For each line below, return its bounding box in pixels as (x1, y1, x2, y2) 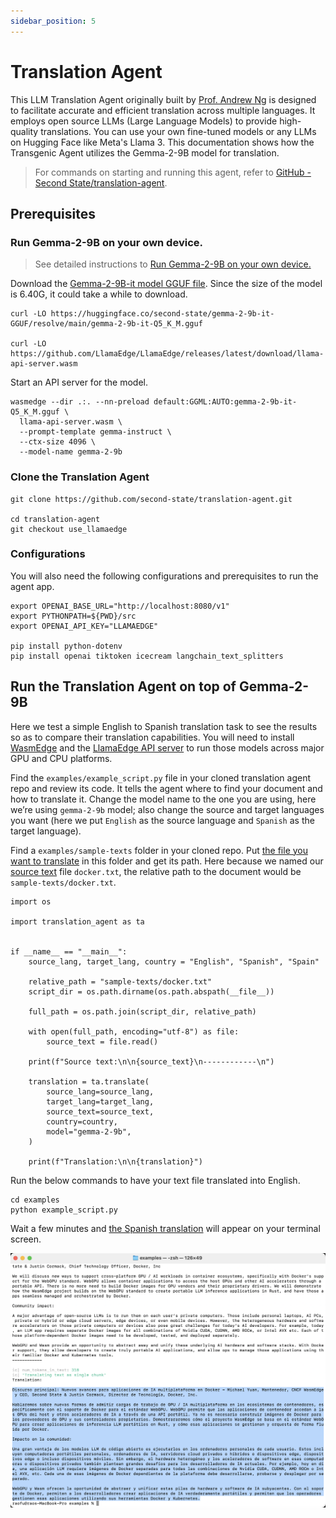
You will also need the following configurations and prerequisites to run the (10, 570, 319, 582)
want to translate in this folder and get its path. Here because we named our (10, 855, 324, 867)
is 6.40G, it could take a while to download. (10, 288, 188, 300)
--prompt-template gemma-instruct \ (19, 427, 172, 437)
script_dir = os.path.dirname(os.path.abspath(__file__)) (28, 986, 275, 997)
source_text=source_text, (46, 1106, 155, 1117)
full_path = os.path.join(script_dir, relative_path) (28, 1006, 257, 1017)
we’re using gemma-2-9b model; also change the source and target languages (10, 803, 325, 815)
